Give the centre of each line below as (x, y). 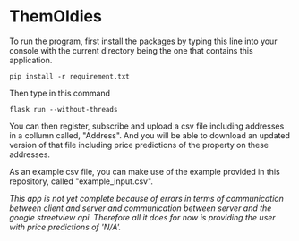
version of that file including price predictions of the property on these (139, 145)
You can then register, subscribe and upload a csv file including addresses (147, 126)
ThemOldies (56, 17)
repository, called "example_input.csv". (81, 181)
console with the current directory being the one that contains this (131, 50)
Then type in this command (60, 93)
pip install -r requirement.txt (69, 76)
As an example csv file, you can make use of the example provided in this (145, 171)
